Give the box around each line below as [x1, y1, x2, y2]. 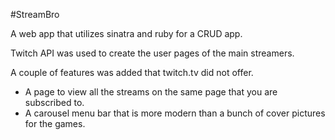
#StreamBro [10, 9, 60, 20]
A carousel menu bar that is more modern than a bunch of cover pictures [24, 107, 326, 119]
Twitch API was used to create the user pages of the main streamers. [10, 47, 295, 59]
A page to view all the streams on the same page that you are [24, 86, 278, 98]
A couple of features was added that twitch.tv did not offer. [10, 67, 254, 78]
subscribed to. [24, 97, 85, 108]
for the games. [24, 118, 86, 129]
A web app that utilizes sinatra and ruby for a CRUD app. [10, 28, 243, 39]
